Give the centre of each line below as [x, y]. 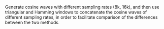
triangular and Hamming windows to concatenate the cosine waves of [76, 12]
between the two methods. [33, 22]
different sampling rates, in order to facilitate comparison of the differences [82, 17]
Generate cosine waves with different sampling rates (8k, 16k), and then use [82, 7]
